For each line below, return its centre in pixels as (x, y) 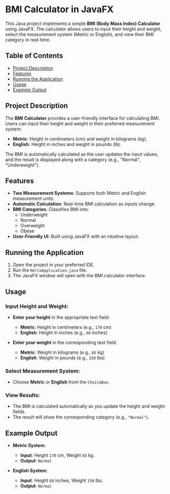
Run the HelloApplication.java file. (50, 270)
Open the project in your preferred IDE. (53, 265)
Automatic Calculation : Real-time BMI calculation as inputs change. (84, 204)
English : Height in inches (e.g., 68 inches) (64, 332)
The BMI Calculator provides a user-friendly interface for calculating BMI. (83, 118)
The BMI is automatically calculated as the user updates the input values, (82, 154)
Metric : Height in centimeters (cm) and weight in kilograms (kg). (80, 139)
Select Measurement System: (43, 371)
